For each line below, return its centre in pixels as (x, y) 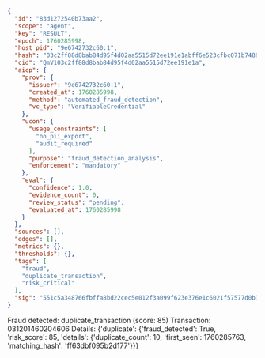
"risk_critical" (49, 283)
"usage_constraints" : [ (68, 129)
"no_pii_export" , (64, 136)
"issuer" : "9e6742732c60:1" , (76, 85)
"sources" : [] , (40, 232)
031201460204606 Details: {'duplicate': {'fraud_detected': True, (112, 329)
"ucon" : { (38, 122)
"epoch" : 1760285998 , (50, 41)
